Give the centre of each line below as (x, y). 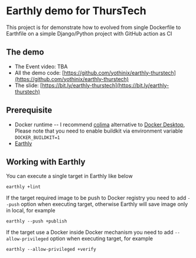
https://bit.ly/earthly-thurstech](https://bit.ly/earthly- (106, 85)
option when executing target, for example (102, 238)
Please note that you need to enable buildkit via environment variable (99, 131)
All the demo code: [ (39, 73)
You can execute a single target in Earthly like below (69, 176)
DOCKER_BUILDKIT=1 (37, 137)
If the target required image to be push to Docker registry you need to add (96, 198)
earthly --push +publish (37, 221)
